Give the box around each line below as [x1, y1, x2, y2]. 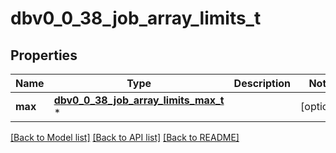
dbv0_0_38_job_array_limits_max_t [53, 93, 225, 107]
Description [233, 77, 292, 90]
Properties [10, 47, 78, 64]
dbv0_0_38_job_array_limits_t [10, 7, 262, 30]
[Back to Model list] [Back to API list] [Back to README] [10, 132, 240, 143]
